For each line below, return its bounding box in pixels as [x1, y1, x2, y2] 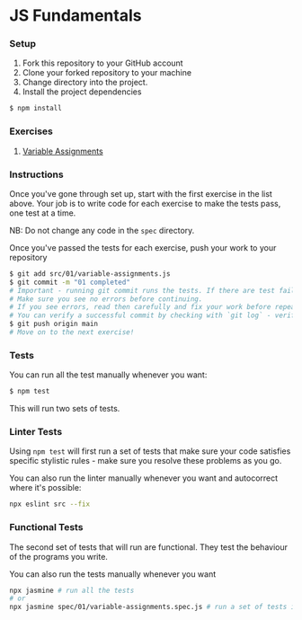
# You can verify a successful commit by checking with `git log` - [9, 311, 271, 320]
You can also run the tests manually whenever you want [9, 568, 217, 580]
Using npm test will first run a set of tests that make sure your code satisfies [9, 446, 291, 456]
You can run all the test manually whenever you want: [9, 369, 208, 380]
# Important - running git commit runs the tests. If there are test [9, 286, 276, 295]
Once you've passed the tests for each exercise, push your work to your [9, 242, 277, 252]
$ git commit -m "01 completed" [9, 278, 130, 287]
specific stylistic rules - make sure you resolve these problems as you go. [9, 456, 282, 466]
